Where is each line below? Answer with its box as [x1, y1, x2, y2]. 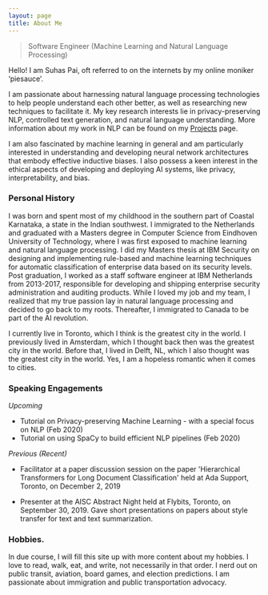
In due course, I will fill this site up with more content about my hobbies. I [8, 552, 250, 561]
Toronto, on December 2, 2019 [19, 481, 122, 491]
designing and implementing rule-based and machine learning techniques [8, 253, 252, 263]
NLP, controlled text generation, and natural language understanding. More [8, 115, 256, 124]
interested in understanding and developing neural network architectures [8, 147, 250, 157]
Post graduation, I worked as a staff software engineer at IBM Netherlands [8, 270, 254, 280]
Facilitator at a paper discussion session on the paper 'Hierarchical [19, 464, 241, 474]
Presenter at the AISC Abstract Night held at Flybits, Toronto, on [19, 497, 231, 507]
